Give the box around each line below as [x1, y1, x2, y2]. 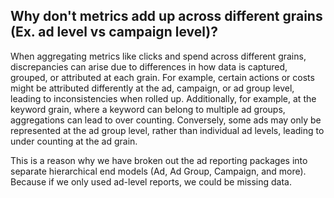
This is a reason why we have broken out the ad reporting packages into [10, 154, 308, 166]
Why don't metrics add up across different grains [10, 8, 323, 25]
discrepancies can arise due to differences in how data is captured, [10, 60, 288, 73]
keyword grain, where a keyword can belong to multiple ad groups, [10, 103, 286, 115]
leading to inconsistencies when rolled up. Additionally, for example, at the [10, 92, 317, 104]
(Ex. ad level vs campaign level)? [10, 24, 218, 41]
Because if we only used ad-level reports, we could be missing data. [10, 175, 293, 188]
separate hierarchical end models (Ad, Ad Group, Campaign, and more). [10, 165, 307, 177]
